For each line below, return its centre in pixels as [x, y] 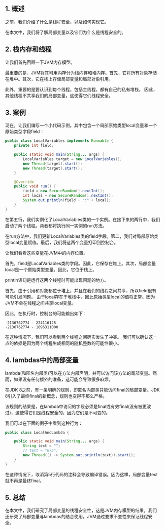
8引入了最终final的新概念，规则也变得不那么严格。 [56, 396]
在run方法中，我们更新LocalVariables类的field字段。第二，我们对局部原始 [80, 236]
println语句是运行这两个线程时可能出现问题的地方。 [57, 280]
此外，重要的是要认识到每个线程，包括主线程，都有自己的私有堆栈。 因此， [81, 89]
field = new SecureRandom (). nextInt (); [64, 191]
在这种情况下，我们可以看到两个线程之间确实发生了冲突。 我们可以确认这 [79, 337]
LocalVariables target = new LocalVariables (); [72, 159]
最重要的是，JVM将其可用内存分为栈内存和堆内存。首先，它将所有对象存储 [81, 73]
